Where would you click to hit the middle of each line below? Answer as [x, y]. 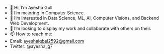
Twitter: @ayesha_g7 [31, 46]
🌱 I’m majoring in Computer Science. [47, 13]
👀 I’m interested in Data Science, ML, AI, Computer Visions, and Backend [84, 18]
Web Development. [29, 23]
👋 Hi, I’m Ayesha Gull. [32, 8]
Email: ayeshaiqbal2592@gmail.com [47, 41]
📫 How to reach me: [31, 34]
